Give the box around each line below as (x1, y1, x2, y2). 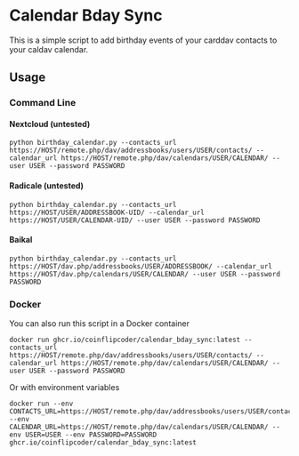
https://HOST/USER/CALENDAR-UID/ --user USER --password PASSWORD (9, 215, 261, 225)
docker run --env (9, 399, 74, 409)
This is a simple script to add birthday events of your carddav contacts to (9, 35, 278, 45)
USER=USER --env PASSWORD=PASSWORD (25, 430, 158, 440)
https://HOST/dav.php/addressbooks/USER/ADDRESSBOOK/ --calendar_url (9, 261, 273, 271)
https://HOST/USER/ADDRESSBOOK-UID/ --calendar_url (9, 208, 205, 217)
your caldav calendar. (9, 44, 89, 54)
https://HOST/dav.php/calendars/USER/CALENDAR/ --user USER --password (9, 269, 280, 278)
